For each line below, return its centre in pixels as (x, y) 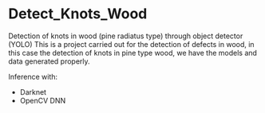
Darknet (33, 92)
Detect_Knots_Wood (78, 14)
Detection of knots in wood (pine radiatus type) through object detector (126, 36)
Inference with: (33, 76)
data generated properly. (49, 61)
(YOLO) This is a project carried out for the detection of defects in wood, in (131, 44)
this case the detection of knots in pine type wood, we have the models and (133, 53)
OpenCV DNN (43, 100)
